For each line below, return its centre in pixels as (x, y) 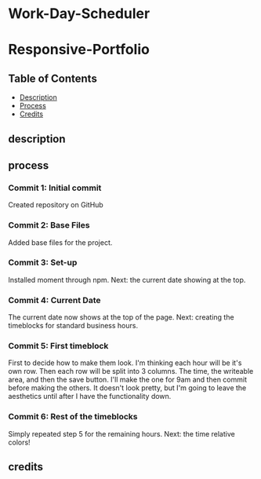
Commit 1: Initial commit (55, 188)
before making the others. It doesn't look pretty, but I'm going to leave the (127, 388)
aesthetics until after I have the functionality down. (90, 397)
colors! (19, 442)
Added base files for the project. (60, 242)
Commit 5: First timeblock (58, 346)
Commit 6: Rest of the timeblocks (73, 417)
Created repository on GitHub (56, 205)
